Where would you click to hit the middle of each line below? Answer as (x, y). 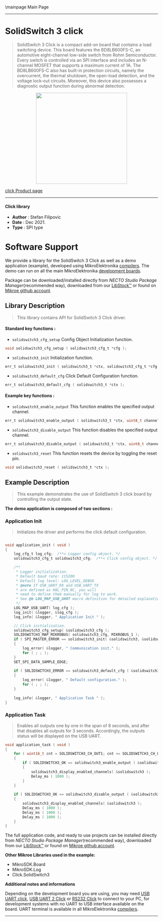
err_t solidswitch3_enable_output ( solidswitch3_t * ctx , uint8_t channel (82, 420)
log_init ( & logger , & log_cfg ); (46, 612)
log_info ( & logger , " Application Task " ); (59, 698)
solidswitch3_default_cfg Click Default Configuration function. (75, 375)
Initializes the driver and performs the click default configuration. (82, 532)
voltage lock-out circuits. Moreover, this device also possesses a (81, 81)
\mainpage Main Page (27, 7)
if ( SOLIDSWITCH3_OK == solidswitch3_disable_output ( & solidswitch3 (87, 794)
